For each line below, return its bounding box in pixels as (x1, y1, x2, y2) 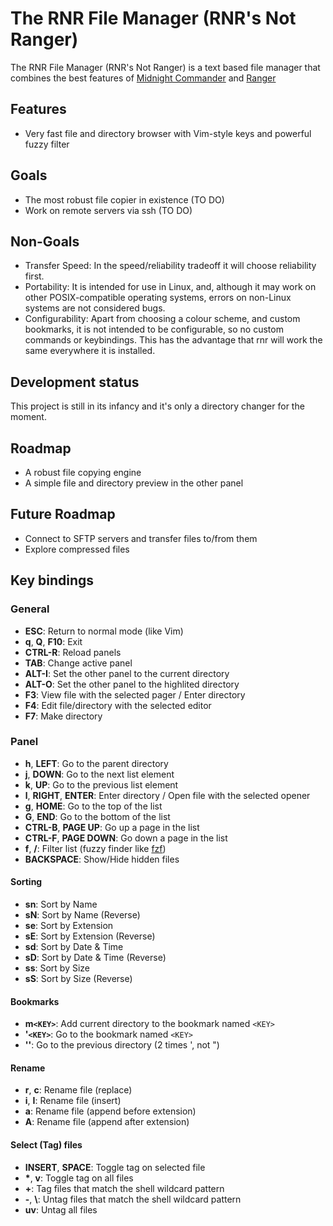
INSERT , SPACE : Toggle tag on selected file (24, 1161, 206, 1173)
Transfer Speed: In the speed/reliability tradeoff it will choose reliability (24, 260, 317, 272)
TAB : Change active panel (24, 657, 133, 669)
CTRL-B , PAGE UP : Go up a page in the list (24, 821, 200, 833)
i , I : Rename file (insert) (24, 1095, 122, 1107)
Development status (10, 373, 140, 391)
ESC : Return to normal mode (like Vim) (24, 625, 184, 637)
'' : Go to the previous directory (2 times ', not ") (24, 1039, 220, 1051)
